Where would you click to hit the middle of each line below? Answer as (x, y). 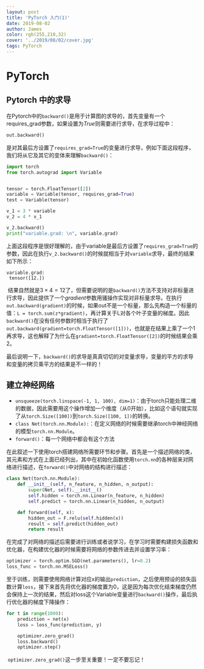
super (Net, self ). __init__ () (65, 490)
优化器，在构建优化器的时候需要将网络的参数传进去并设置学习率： (89, 549)
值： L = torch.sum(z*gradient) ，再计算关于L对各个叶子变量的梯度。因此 (98, 313)
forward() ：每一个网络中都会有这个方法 (65, 439)
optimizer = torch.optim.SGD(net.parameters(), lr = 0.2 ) (79, 561)
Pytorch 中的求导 (39, 100)
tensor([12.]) (27, 278)
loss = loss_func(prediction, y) (60, 625)
